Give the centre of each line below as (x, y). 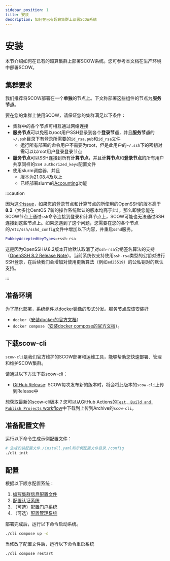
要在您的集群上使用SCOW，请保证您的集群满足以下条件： (65, 115)
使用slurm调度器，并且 (36, 171)
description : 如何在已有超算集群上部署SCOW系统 (51, 19)
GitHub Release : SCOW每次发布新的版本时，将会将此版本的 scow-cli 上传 (88, 384)
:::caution (15, 193)
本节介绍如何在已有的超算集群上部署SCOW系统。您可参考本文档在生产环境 (83, 61)
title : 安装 (17, 15)
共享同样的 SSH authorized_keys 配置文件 (54, 164)
